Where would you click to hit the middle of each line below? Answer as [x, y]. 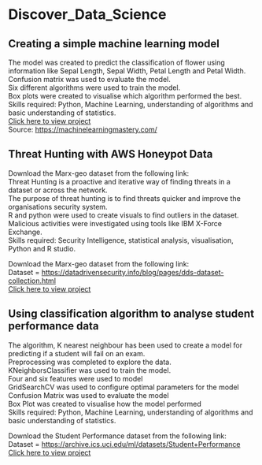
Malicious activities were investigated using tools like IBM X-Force [115, 223]
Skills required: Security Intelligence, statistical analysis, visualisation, [121, 240]
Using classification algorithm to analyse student [131, 314]
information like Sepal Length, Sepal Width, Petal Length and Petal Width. [127, 71]
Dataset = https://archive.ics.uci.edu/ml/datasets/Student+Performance [124, 444]
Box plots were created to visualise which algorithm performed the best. [125, 96]
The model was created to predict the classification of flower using [117, 62]
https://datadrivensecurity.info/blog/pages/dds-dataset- [133, 272]
